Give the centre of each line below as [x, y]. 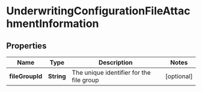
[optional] [179, 76]
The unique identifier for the [112, 73]
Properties [26, 46]
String [57, 76]
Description [116, 62]
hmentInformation [53, 24]
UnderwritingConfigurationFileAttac [98, 11]
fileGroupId [26, 76]
